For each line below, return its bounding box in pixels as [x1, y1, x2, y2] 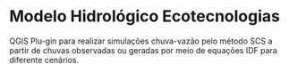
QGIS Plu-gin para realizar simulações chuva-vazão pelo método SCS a [9, 36, 273, 46]
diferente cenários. [9, 54, 79, 65]
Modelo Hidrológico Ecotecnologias [9, 6, 280, 27]
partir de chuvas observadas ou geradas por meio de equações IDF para [9, 44, 277, 55]
